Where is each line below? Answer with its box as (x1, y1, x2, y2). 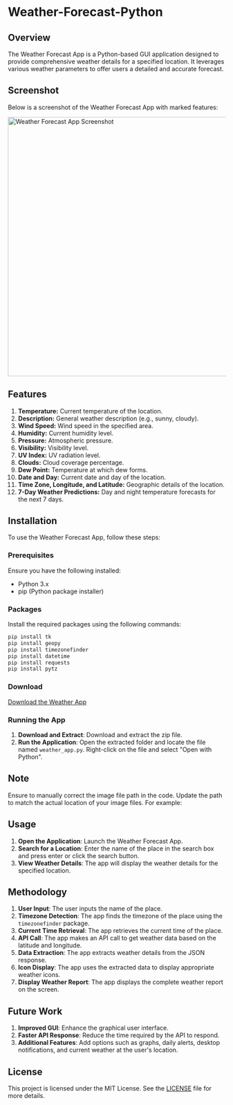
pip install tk (8, 633, 52, 640)
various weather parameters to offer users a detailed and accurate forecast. (8, 65, 224, 73)
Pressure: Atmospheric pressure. (17, 436, 113, 445)
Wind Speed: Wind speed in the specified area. (17, 421, 154, 429)
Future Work (8, 1005, 63, 1017)
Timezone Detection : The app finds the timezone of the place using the (17, 912, 223, 920)
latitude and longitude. (17, 941, 82, 949)
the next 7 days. (17, 495, 64, 503)
